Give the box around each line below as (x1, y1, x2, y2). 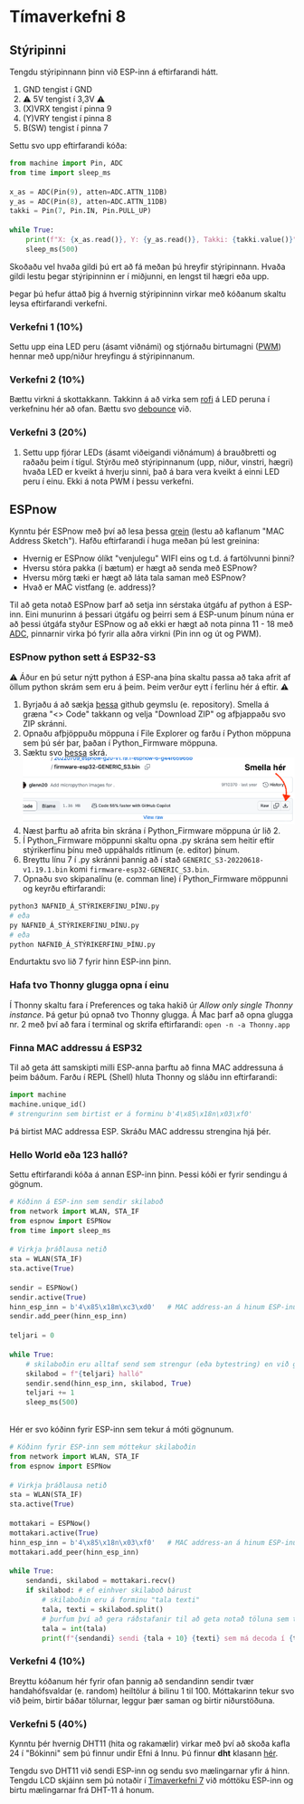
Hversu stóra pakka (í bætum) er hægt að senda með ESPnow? (22, 563, 258, 574)
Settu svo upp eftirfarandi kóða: (9, 140, 128, 150)
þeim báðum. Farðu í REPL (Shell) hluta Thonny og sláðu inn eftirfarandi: (9, 1071, 278, 1082)
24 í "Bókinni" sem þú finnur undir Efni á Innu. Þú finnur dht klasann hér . (9, 1747, 279, 1759)
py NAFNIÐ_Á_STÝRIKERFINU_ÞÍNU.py (9, 921, 140, 930)
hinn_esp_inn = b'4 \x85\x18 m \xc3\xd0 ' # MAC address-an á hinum (9, 1302, 265, 1311)
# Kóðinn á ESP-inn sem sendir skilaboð (9, 1197, 165, 1206)
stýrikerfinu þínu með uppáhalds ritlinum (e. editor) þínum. (22, 844, 240, 855)
